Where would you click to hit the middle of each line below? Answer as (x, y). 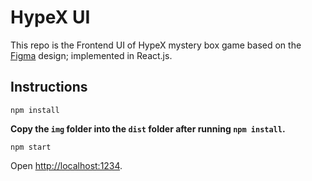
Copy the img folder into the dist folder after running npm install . (148, 128)
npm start (31, 147)
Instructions (49, 87)
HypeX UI (50, 17)
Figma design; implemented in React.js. (91, 55)
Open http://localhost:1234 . (66, 165)
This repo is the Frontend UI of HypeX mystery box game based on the (156, 45)
